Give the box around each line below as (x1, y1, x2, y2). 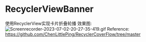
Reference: (107, 26, 130, 32)
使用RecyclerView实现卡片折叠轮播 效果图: (5, 20, 92, 26)
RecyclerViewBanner (5, 3, 94, 15)
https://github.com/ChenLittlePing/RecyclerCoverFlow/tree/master (5, 31, 141, 37)
